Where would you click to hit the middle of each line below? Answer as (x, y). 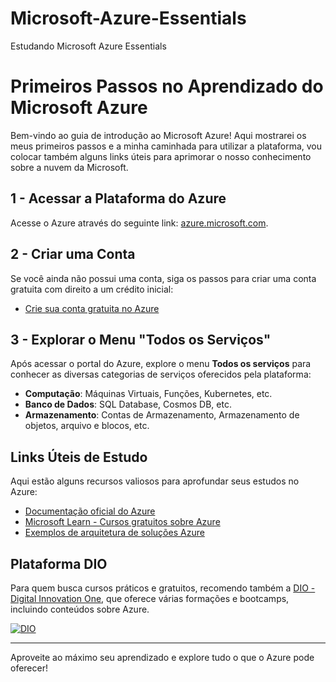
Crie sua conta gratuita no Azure (92, 308)
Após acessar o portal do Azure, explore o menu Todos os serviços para (161, 364)
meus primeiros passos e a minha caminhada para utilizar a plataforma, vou (166, 146)
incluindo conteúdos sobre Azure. (80, 609)
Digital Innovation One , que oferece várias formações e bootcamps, (150, 598)
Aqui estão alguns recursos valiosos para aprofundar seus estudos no (155, 481)
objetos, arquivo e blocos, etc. (87, 426)
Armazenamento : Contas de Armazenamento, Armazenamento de (162, 415)
